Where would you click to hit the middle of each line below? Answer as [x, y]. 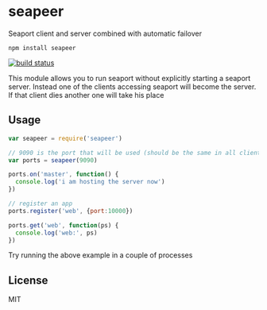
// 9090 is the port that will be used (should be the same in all [122, 153]
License [28, 280]
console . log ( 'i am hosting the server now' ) [90, 182]
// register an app [41, 203]
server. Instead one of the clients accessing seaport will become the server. [132, 87]
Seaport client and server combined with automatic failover [105, 33]
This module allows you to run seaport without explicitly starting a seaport [130, 78]
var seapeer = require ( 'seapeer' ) [66, 138]
